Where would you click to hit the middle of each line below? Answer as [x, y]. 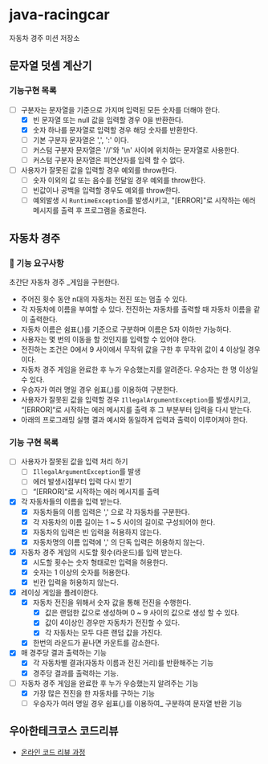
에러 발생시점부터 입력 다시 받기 [82, 482]
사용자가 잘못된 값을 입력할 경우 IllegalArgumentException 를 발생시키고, [136, 399]
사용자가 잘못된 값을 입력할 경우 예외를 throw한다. [99, 170]
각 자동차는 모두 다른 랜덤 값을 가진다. [104, 633]
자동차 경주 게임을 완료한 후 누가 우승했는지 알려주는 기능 [110, 683]
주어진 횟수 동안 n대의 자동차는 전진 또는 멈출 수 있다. [104, 299]
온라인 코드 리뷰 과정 [53, 752]
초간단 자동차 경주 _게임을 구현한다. [64, 282]
